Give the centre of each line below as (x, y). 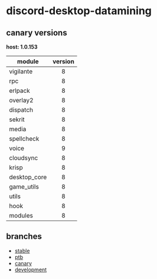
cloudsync (24, 158)
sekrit (17, 119)
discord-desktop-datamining (79, 11)
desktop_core (28, 177)
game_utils (24, 186)
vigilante (21, 71)
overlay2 (21, 100)
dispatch (21, 110)
